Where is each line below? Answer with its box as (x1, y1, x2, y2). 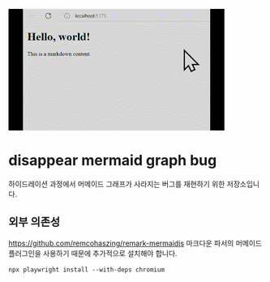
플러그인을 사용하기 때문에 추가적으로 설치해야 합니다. (8, 248, 178, 258)
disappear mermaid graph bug (8, 152, 217, 170)
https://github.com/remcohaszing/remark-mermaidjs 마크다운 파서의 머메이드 (8, 238, 262, 248)
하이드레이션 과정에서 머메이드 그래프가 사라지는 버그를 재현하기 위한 (8, 179, 225, 189)
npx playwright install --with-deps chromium (8, 265, 165, 274)
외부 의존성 (8, 216, 61, 229)
